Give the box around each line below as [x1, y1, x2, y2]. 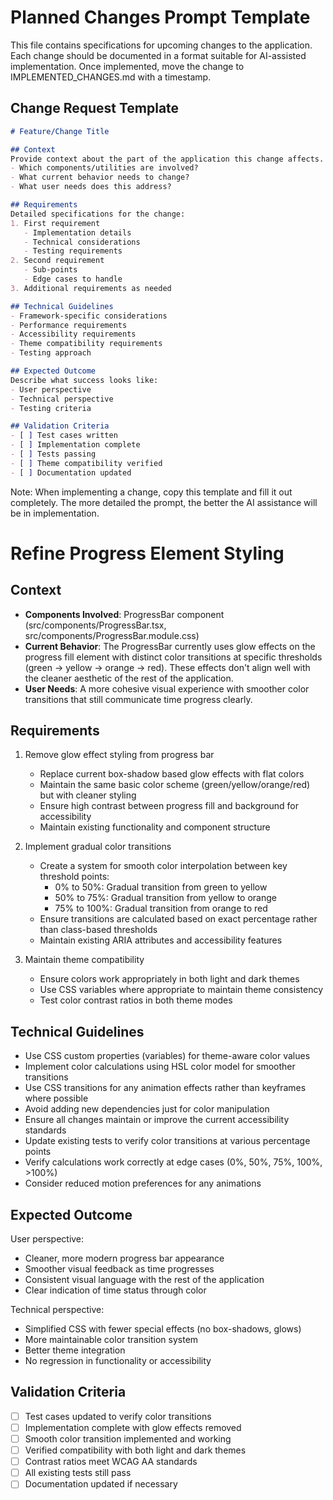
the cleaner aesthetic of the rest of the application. [24, 672, 234, 684]
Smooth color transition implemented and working [24, 1433, 232, 1445]
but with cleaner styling [39, 789, 137, 801]
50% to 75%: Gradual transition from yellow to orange [54, 892, 277, 904]
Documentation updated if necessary [24, 1478, 178, 1490]
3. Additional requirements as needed [10, 283, 172, 293]
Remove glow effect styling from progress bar [24, 749, 215, 761]
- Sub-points [23, 265, 78, 275]
